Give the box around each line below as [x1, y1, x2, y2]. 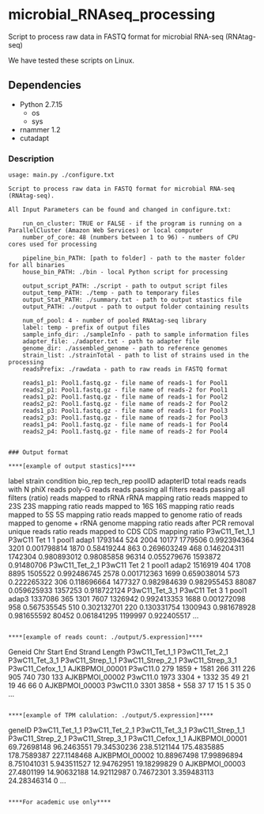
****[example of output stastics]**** [8, 462, 136, 471]
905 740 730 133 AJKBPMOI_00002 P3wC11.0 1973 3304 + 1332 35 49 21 [8, 672, 249, 682]
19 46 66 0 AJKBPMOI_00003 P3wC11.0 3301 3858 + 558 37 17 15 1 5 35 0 [8, 681, 251, 690]
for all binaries [8, 262, 66, 269]
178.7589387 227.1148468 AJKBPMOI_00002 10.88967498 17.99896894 [8, 751, 243, 760]
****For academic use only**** [8, 798, 111, 806]
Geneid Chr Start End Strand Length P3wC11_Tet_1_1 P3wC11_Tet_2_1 [8, 648, 228, 657]
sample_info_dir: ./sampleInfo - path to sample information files [22, 331, 249, 338]
